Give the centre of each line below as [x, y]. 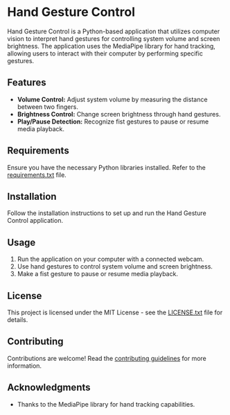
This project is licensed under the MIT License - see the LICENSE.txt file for [115, 312]
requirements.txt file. [37, 175]
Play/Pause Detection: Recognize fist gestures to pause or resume [113, 121]
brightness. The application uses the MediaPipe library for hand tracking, [112, 46]
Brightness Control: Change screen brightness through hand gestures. [119, 114]
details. [18, 320]
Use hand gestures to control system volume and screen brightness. [115, 266]
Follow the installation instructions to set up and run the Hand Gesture [107, 213]
